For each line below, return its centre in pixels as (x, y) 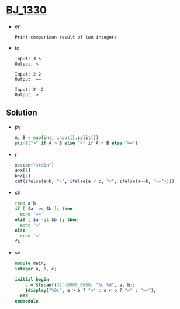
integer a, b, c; (36, 269)
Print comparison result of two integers (65, 37)
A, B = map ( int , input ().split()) (56, 137)
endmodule (27, 301)
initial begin (32, 279)
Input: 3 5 (28, 59)
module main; (30, 263)
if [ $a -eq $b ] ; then (44, 209)
